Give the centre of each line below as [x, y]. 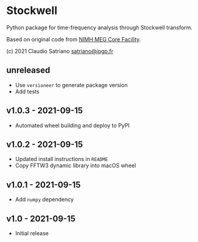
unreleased [28, 70]
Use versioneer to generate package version [71, 85]
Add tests [27, 91]
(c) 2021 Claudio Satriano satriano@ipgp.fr [60, 51]
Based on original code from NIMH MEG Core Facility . [74, 39]
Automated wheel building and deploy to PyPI [72, 125]
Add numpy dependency [44, 199]
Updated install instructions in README [62, 159]
